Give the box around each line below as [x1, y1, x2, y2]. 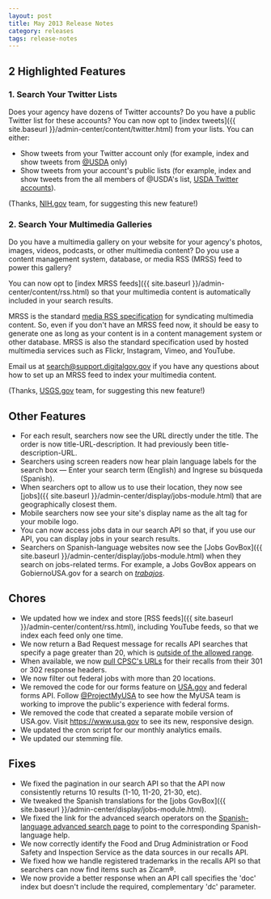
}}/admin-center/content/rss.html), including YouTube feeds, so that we [19, 621, 259, 631]
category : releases [8, 27, 74, 35]
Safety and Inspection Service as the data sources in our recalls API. [19, 847, 249, 857]
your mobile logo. [19, 517, 79, 527]
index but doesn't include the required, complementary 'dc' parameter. [19, 881, 256, 891]
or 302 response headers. [19, 664, 108, 674]
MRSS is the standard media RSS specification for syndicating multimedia [8, 312, 254, 321]
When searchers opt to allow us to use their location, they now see [19, 482, 243, 492]
